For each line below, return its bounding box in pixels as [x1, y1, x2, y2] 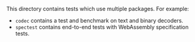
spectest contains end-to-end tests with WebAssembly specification [15, 24, 189, 30]
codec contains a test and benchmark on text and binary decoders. [15, 17, 184, 24]
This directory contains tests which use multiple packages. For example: [6, 5, 189, 12]
